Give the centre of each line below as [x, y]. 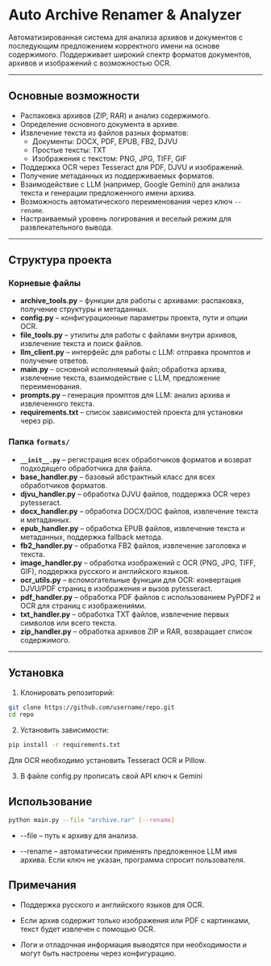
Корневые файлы [45, 283]
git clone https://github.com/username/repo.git [92, 707]
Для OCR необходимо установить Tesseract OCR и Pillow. [107, 761]
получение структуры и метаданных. [84, 310]
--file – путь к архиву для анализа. [79, 835]
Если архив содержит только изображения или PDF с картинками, [135, 920]
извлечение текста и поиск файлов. [81, 344]
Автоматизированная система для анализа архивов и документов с [126, 37]
